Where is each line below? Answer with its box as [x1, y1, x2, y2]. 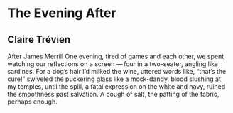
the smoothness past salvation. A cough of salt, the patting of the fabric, [7, 90, 220, 98]
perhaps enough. [7, 97, 58, 106]
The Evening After [7, 5, 116, 21]
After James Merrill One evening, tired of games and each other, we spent [7, 52, 224, 60]
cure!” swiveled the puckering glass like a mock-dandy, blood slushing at [7, 75, 222, 83]
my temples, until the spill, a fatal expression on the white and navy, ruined [7, 82, 226, 90]
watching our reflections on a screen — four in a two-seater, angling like [7, 60, 218, 68]
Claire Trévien [7, 33, 71, 45]
